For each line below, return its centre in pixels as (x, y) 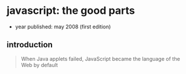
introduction (30, 45)
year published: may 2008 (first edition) (63, 27)
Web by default (39, 65)
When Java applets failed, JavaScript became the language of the (100, 58)
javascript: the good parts (71, 11)
